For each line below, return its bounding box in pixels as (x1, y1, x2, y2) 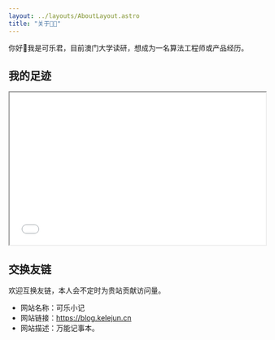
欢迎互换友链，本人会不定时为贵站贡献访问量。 (8, 286, 165, 295)
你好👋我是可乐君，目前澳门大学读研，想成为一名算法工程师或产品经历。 (8, 42, 249, 53)
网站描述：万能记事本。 (20, 323, 99, 333)
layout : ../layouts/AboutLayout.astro (8, 11, 140, 20)
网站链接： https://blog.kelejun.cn (20, 313, 132, 323)
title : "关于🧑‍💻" (8, 20, 61, 28)
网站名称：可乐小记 (20, 303, 85, 313)
